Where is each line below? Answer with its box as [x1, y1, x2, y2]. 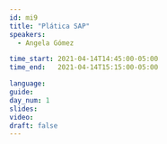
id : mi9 [9, 13, 39, 22]
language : [9, 79, 47, 88]
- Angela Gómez [17, 38, 75, 48]
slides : [9, 104, 39, 113]
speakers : [9, 30, 47, 39]
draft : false [9, 121, 58, 130]
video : [9, 112, 34, 121]
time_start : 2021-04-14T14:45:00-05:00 [9, 55, 159, 64]
